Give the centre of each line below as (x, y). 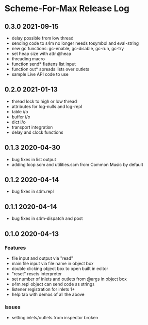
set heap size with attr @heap (41, 54)
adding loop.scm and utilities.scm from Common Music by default (77, 164)
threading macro (28, 59)
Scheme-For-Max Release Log (67, 9)
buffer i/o (21, 117)
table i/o (20, 111)
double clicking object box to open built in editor (60, 269)
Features (15, 248)
